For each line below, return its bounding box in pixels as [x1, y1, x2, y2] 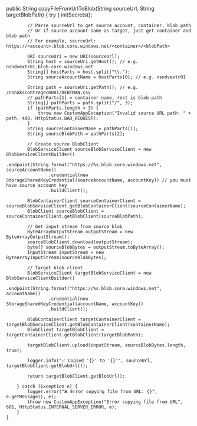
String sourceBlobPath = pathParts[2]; [27, 131, 126, 137]
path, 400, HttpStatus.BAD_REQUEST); [6, 115, 99, 121]
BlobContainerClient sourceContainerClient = [27, 198, 142, 204]
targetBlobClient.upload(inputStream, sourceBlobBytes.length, [27, 342, 186, 348]
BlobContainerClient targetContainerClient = [27, 316, 142, 322]
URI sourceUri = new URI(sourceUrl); [27, 54, 120, 60]
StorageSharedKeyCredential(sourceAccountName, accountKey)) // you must [6, 177, 192, 183]
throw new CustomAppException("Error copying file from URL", [27, 399, 183, 405]
